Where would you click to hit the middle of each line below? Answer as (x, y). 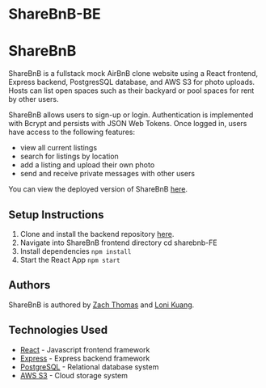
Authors (30, 285)
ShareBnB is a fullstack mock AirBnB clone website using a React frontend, (133, 74)
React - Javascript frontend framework (85, 349)
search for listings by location (69, 156)
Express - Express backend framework (85, 358)
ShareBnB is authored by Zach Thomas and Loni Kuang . (101, 305)
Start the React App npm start (70, 259)
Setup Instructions (56, 215)
